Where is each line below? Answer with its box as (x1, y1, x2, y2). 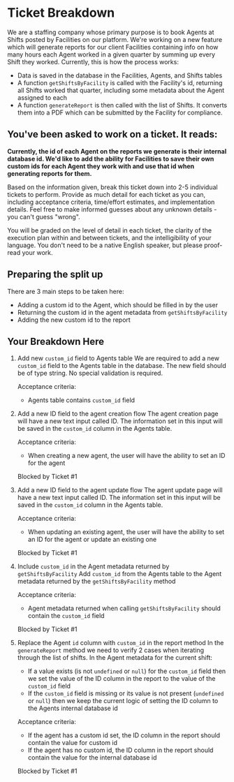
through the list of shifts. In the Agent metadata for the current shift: (17, 654, 213, 662)
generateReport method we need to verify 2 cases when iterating (17, 646, 205, 654)
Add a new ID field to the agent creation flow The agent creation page (17, 410, 219, 418)
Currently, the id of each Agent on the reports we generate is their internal (7, 147, 227, 155)
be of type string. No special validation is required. (17, 369, 163, 378)
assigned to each (17, 93, 68, 102)
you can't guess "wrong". (7, 212, 80, 221)
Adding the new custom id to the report (17, 316, 131, 324)
